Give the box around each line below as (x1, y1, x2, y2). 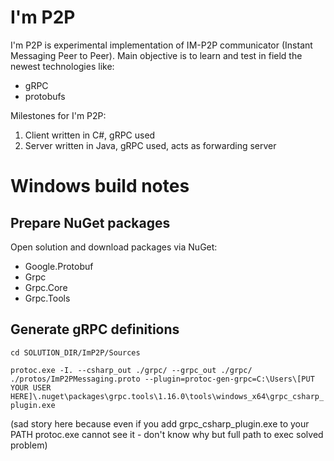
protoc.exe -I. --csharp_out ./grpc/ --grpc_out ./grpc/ (10, 365, 253, 375)
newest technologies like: (10, 60, 115, 72)
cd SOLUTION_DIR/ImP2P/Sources (10, 347, 141, 358)
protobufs (24, 90, 66, 102)
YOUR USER (10, 382, 52, 393)
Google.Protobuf (24, 260, 94, 272)
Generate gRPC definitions (10, 321, 180, 338)
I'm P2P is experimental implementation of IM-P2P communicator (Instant (10, 39, 313, 51)
